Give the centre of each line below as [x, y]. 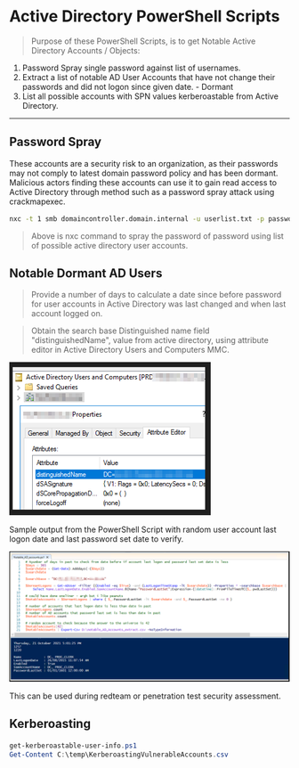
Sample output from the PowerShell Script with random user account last [143, 530]
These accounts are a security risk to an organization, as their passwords [144, 163]
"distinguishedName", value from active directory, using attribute [149, 340]
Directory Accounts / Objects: [85, 50]
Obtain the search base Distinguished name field [120, 331]
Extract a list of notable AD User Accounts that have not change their [149, 77]
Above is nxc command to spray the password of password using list [158, 236]
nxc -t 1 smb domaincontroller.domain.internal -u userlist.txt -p [137, 219]
